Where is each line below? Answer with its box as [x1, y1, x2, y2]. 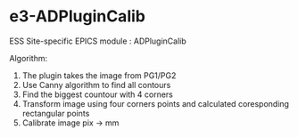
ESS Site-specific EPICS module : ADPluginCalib [9, 36, 187, 46]
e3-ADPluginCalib [9, 6, 145, 27]
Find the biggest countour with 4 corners [21, 89, 174, 100]
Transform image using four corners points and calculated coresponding [21, 98, 290, 109]
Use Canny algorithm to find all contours [21, 79, 171, 90]
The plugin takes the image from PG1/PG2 [21, 69, 177, 81]
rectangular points [21, 108, 90, 118]
